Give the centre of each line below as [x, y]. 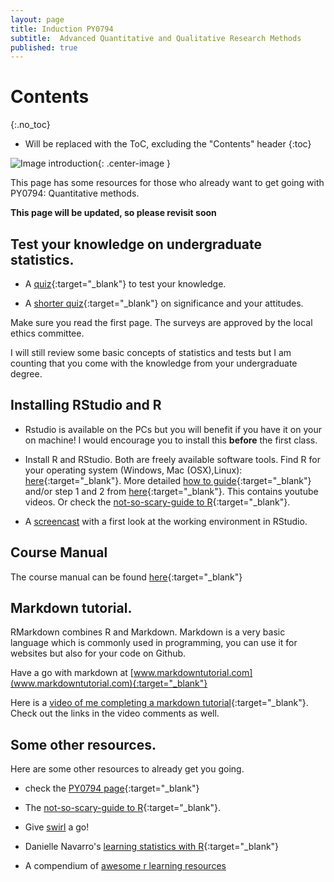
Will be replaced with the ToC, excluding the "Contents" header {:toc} [168, 144]
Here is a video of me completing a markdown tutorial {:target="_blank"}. [159, 703]
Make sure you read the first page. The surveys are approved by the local [161, 322]
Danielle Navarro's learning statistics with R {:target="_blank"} [152, 847]
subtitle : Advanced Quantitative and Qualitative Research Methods [156, 38]
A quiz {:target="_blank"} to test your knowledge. [125, 284]
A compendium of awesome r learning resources [125, 866]
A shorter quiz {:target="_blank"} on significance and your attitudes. [164, 303]
